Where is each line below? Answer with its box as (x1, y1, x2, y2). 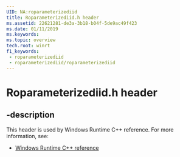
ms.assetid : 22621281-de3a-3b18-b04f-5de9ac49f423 (6, 20, 137, 26)
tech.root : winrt (6, 43, 50, 49)
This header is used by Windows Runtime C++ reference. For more (6, 125, 175, 133)
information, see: (6, 132, 49, 139)
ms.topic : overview (6, 37, 56, 43)
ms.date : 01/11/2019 (6, 25, 59, 32)
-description (6, 110, 55, 120)
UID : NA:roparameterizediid (6, 8, 78, 15)
